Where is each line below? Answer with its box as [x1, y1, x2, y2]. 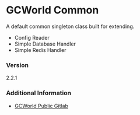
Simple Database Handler [14, 40, 76, 47]
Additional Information [6, 89, 72, 97]
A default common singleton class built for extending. [6, 23, 135, 30]
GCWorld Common [6, 4, 99, 17]
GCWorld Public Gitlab [14, 102, 69, 109]
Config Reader [14, 34, 50, 41]
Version [6, 61, 29, 69]
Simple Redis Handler [14, 46, 66, 53]
